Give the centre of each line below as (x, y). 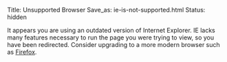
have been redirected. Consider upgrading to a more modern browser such (113, 45)
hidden (17, 17)
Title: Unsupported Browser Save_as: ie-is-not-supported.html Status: (106, 10)
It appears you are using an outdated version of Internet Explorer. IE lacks (111, 30)
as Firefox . (22, 52)
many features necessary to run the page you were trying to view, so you (111, 37)
